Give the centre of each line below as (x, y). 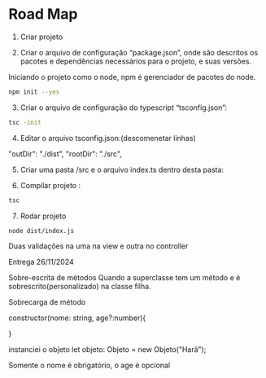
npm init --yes (34, 92)
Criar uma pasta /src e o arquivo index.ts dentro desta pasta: (122, 169)
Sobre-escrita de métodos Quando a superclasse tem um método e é (124, 278)
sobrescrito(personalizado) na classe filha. (80, 287)
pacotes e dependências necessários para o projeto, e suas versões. (136, 61)
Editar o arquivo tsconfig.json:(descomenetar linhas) (108, 138)
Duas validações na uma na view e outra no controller (98, 246)
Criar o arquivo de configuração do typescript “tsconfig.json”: (124, 108)
